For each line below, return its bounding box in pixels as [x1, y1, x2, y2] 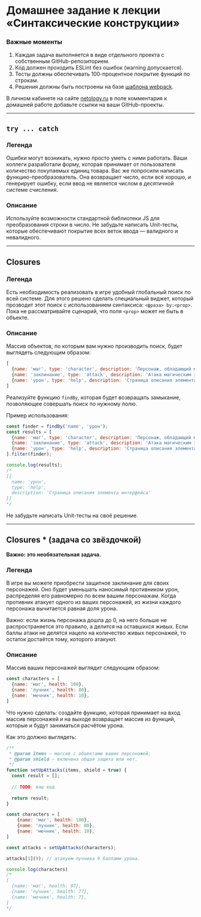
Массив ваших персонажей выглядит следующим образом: [6, 664, 160, 672]
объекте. [6, 314, 29, 321]
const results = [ [6, 429, 52, 435]
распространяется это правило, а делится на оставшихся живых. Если [6, 623, 188, 630]
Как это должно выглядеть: [6, 733, 77, 741]
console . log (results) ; [6, 462, 63, 468]
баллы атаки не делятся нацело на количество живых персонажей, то [6, 629, 187, 636]
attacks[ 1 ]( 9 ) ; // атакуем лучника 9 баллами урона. [6, 855, 141, 861]
